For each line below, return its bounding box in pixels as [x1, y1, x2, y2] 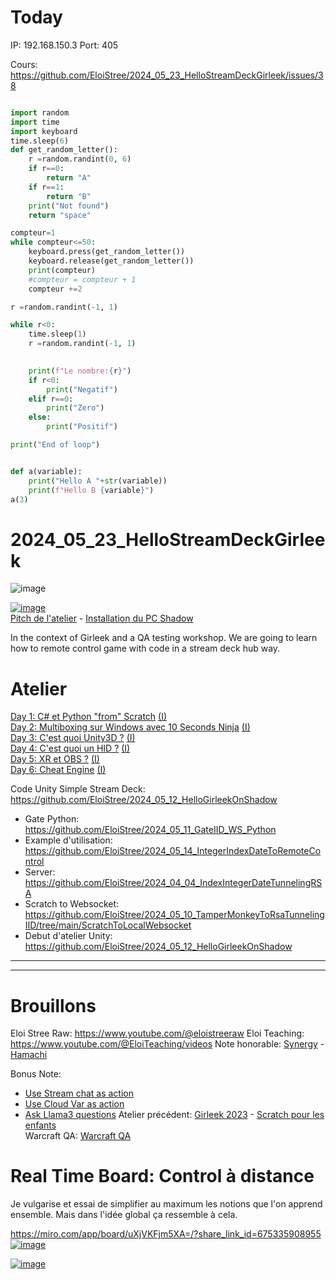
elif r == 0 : [28, 394, 74, 404]
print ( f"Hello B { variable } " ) [28, 485, 155, 495]
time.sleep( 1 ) [28, 329, 87, 340]
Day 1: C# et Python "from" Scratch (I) [10, 711, 168, 723]
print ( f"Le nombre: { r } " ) [28, 366, 132, 376]
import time [10, 117, 60, 127]
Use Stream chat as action [24, 1087, 135, 1100]
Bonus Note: [10, 1068, 62, 1080]
